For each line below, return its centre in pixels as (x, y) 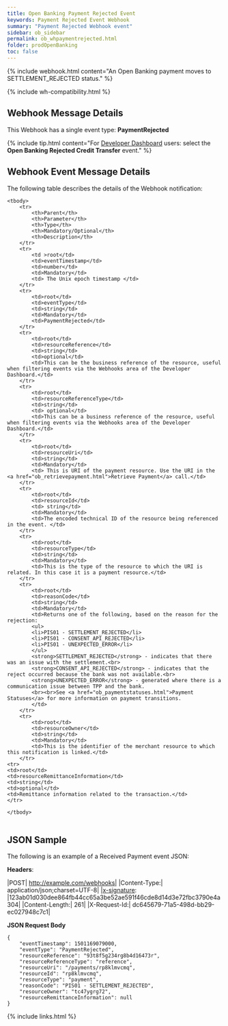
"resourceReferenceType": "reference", (76, 962)
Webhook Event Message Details (79, 172)
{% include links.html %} (42, 1016)
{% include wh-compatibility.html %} (59, 91)
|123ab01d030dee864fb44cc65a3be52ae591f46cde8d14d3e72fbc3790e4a (114, 897)
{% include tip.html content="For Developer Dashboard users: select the (109, 143)
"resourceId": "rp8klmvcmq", (61, 974)
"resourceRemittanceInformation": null (76, 998)
